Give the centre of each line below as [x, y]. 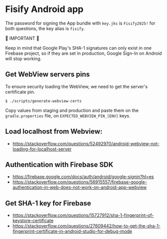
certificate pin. [20, 92]
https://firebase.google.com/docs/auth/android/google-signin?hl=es [83, 177]
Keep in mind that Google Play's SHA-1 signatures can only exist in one [78, 48]
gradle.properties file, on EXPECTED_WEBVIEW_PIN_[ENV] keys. [68, 115]
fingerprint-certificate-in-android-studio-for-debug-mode [72, 231]
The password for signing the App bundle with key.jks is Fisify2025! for [80, 23]
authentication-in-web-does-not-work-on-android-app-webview [79, 187]
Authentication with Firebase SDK [59, 164]
